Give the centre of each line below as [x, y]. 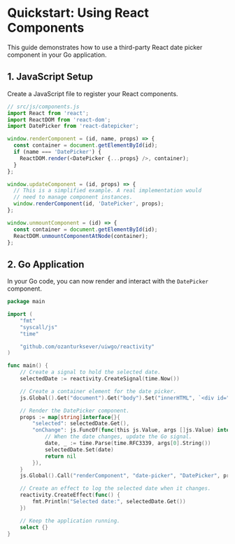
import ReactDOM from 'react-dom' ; [59, 120]
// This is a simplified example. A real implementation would [107, 191]
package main [26, 302]
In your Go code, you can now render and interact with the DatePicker [108, 281]
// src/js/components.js [43, 107]
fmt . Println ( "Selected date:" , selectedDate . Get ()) [109, 502]
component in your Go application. [57, 55]
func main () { [28, 366]
